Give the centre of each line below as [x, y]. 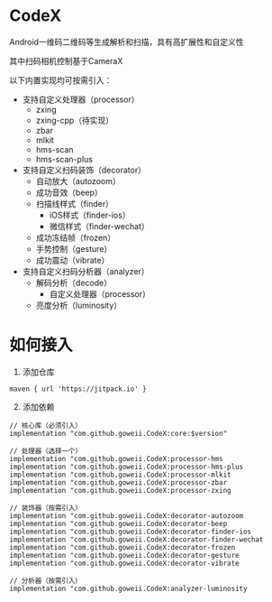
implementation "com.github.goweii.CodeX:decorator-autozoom [127, 515]
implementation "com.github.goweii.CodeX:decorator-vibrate [125, 563]
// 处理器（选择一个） [46, 451]
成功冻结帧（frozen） [75, 237]
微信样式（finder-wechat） [100, 226]
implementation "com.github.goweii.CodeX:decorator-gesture [125, 555]
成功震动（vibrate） [73, 260]
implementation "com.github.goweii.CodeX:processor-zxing [120, 490]
